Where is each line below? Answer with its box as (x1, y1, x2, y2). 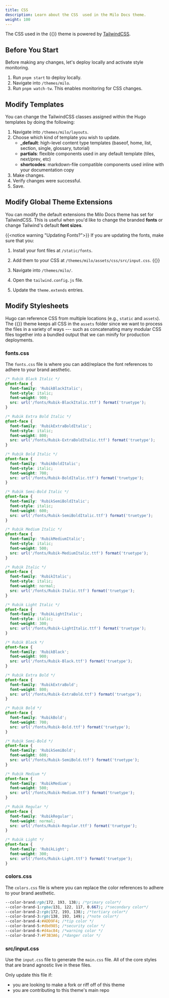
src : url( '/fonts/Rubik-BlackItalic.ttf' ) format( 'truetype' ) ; (10, 400, 146, 405)
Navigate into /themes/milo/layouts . (12, 129, 89, 135)
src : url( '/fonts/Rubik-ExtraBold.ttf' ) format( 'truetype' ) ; (10, 692, 142, 697)
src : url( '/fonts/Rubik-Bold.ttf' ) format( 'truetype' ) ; (10, 724, 130, 729)
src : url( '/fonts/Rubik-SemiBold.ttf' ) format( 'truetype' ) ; (10, 757, 140, 763)
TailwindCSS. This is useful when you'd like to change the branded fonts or (5, 217, 163, 223)
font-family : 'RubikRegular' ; (10, 813, 74, 819)
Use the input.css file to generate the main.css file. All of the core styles (5, 957, 157, 963)
